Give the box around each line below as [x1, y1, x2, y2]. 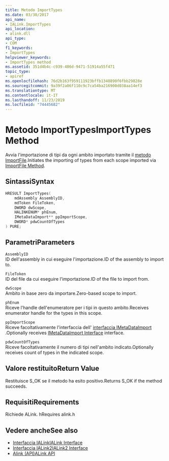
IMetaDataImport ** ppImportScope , [14, 214, 88, 220]
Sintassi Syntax [5, 177, 54, 186]
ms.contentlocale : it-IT [5, 93, 58, 98]
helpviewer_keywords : [5, 55, 51, 60]
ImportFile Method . [5, 162, 45, 169]
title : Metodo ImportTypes [5, 7, 63, 13]
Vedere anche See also [5, 426, 78, 435]
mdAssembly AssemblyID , [14, 196, 65, 201]
